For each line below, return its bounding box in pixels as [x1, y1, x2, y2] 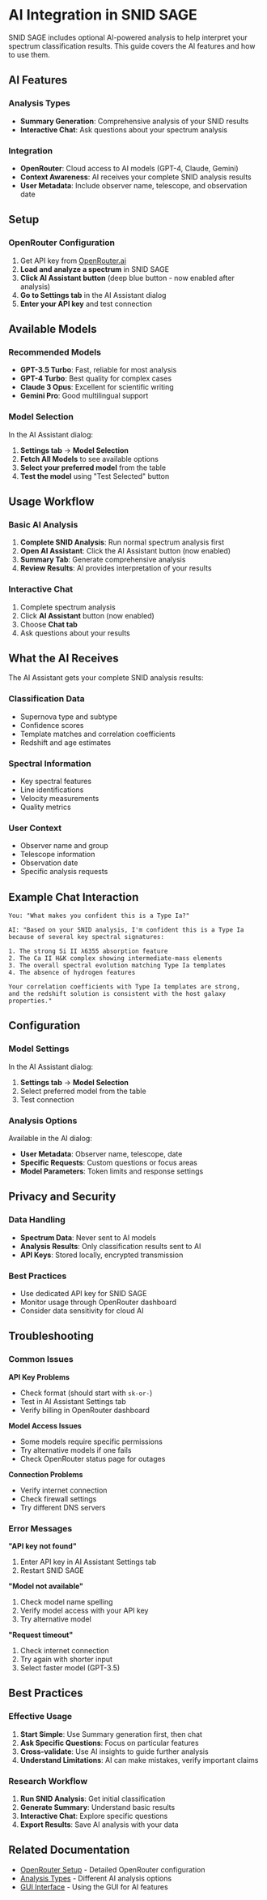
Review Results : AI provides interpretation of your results [19, 563, 212, 573]
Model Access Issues [8, 1420, 83, 1430]
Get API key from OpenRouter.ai [19, 256, 127, 265]
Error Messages [8, 1523, 73, 1534]
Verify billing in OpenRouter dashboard [19, 1405, 150, 1415]
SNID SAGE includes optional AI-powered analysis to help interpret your [8, 32, 248, 42]
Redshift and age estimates [19, 737, 112, 748]
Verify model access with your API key [19, 1605, 149, 1616]
